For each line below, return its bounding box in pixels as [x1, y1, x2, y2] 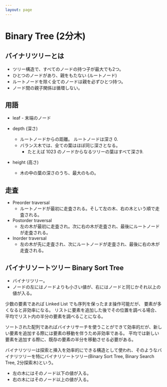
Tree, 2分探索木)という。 [5, 359, 56, 365]
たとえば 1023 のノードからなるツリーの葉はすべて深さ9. [27, 148, 144, 155]
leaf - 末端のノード [12, 115, 51, 121]
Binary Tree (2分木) [5, 30, 86, 41]
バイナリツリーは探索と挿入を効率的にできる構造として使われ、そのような [5, 347, 158, 353]
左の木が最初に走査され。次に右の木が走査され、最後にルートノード [19, 223, 160, 229]
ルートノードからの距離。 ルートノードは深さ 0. [19, 136, 118, 142]
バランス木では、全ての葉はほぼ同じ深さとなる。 [19, 142, 121, 148]
